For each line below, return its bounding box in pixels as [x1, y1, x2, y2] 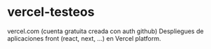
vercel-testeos [7, 4, 95, 20]
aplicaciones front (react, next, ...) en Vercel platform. [7, 34, 161, 42]
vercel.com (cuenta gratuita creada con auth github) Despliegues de [7, 27, 204, 35]
